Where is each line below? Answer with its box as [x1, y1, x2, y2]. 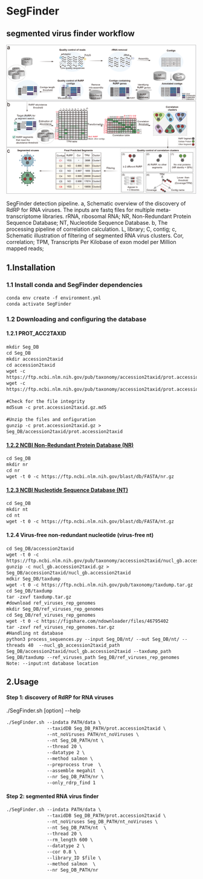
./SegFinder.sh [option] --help [6, 707, 81, 714]
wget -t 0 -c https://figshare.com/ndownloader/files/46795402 [6, 618, 169, 624]
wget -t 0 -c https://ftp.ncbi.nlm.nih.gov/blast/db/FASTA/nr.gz [6, 474, 174, 480]
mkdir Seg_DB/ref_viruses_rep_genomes [6, 606, 104, 612]
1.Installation [6, 262, 56, 272]
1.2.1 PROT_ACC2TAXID [6, 330, 66, 337]
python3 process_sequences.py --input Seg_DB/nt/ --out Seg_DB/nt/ [6, 636, 180, 642]
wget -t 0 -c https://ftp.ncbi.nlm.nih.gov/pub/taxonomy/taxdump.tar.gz [6, 582, 193, 588]
